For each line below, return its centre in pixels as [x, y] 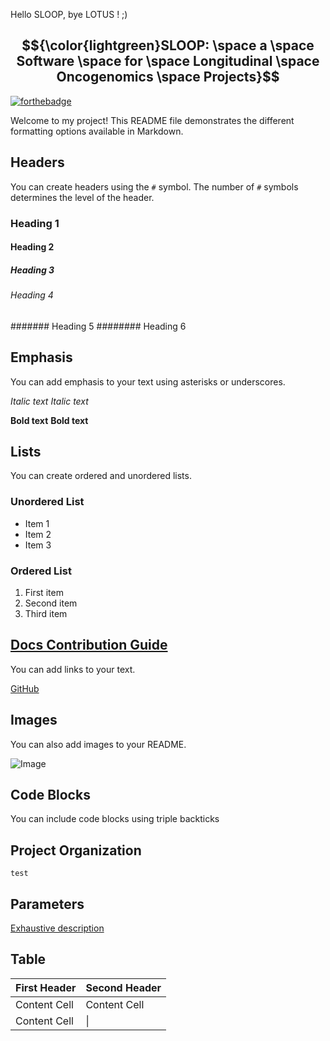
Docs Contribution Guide [89, 645]
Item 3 [38, 545]
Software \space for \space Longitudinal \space [168, 61]
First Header [46, 987]
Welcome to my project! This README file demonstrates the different [152, 120]
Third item [46, 613]
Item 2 [38, 534]
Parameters [47, 904]
